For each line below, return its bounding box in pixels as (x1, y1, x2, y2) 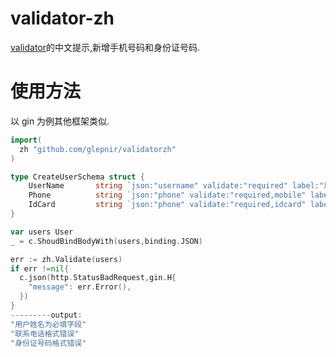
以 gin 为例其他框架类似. (10, 115, 110, 127)
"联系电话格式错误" (10, 328, 80, 339)
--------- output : (10, 310, 83, 320)
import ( (10, 135, 43, 145)
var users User (10, 227, 74, 237)
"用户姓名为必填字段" (10, 319, 87, 329)
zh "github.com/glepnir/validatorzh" (19, 144, 177, 154)
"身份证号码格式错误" (10, 338, 87, 348)
